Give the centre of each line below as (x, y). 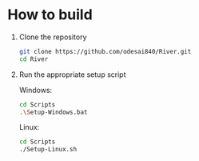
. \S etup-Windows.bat (53, 112)
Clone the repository (53, 37)
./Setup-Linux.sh (48, 150)
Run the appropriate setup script (72, 74)
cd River (34, 59)
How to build (50, 15)
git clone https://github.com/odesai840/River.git (105, 51)
